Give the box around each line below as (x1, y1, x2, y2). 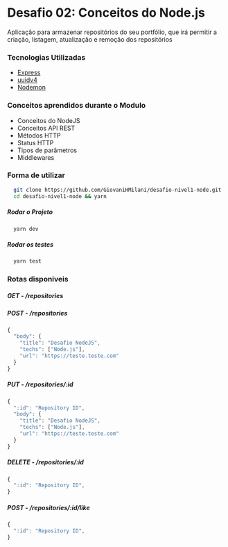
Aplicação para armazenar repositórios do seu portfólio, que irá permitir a (7, 28, 217, 36)
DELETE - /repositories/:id (7, 458, 85, 466)
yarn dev (13, 225, 39, 232)
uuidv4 (17, 76, 38, 84)
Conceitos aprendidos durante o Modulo (7, 101, 146, 111)
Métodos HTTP (17, 131, 61, 140)
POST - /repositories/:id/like (7, 503, 90, 512)
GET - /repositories (7, 291, 64, 300)
